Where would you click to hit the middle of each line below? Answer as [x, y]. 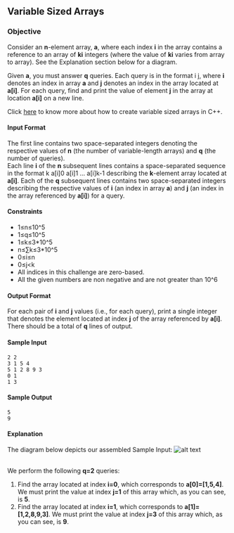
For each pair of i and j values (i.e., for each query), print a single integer [112, 312]
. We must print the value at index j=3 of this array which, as [135, 514]
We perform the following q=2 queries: [64, 470]
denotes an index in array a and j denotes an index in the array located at [113, 83]
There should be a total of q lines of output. [70, 326]
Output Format [29, 295]
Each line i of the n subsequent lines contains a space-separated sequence [117, 165]
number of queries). [36, 158]
